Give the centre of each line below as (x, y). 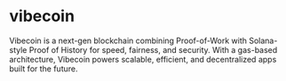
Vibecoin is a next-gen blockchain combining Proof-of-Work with (128, 40)
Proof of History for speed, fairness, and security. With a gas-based (153, 49)
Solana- (263, 40)
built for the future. (44, 69)
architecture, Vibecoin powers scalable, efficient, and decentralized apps (143, 59)
